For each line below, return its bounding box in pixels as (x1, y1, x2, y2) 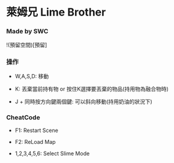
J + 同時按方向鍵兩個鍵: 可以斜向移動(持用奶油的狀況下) (14, 98, 153, 105)
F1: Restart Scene (14, 127, 59, 134)
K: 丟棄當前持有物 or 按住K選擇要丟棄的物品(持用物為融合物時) (14, 85, 169, 93)
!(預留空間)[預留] (6, 41, 47, 48)
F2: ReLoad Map (14, 139, 56, 146)
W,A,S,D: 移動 (14, 72, 49, 79)
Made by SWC (6, 27, 49, 36)
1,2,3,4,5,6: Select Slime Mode (14, 150, 90, 157)
